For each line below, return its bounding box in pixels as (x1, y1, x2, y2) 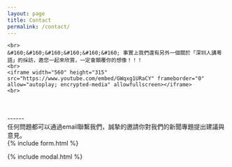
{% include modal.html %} (7, 152, 83, 161)
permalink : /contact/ (7, 23, 71, 30)
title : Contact (7, 17, 52, 24)
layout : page (7, 10, 45, 17)
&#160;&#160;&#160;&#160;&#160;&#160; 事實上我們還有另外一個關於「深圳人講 (7, 49, 217, 56)
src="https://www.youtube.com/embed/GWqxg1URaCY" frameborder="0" (7, 75, 205, 82)
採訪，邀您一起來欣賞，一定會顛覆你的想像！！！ (22, 57, 143, 64)
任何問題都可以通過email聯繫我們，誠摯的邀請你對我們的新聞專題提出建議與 (7, 122, 225, 131)
